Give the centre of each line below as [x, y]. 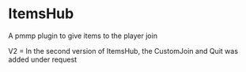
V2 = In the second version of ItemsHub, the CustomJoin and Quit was [123, 51]
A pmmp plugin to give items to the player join [83, 36]
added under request [43, 59]
